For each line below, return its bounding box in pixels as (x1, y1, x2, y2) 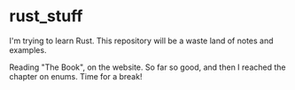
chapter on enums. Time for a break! (9, 71, 143, 81)
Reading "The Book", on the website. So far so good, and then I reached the (9, 62, 286, 72)
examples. (9, 44, 47, 55)
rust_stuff (9, 6, 83, 26)
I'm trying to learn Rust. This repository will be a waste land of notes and (9, 35, 274, 46)
